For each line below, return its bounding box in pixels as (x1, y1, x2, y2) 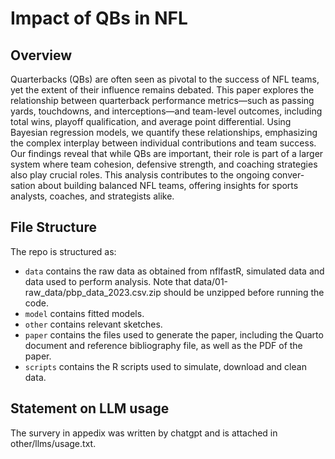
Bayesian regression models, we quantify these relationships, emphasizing (10, 127, 318, 138)
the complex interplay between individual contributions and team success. (10, 137, 317, 149)
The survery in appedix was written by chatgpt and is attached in (10, 427, 278, 439)
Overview (10, 47, 73, 64)
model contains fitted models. (24, 307, 145, 319)
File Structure (10, 219, 97, 236)
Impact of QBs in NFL (10, 7, 188, 30)
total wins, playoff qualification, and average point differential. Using (10, 116, 292, 127)
